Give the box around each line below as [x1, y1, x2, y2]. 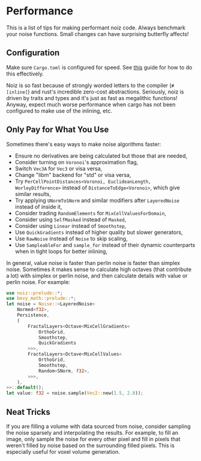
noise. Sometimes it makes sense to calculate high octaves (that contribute [6, 266, 192, 273]
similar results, [14, 190, 52, 197]
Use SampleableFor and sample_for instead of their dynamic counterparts [14, 241, 196, 248]
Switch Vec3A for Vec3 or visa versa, [14, 165, 103, 172]
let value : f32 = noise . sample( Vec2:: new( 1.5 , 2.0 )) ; [6, 390, 144, 396]
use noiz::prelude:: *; [6, 290, 63, 296]
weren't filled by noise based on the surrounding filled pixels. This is [6, 442, 175, 449]
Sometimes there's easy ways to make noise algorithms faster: [6, 140, 161, 147]
